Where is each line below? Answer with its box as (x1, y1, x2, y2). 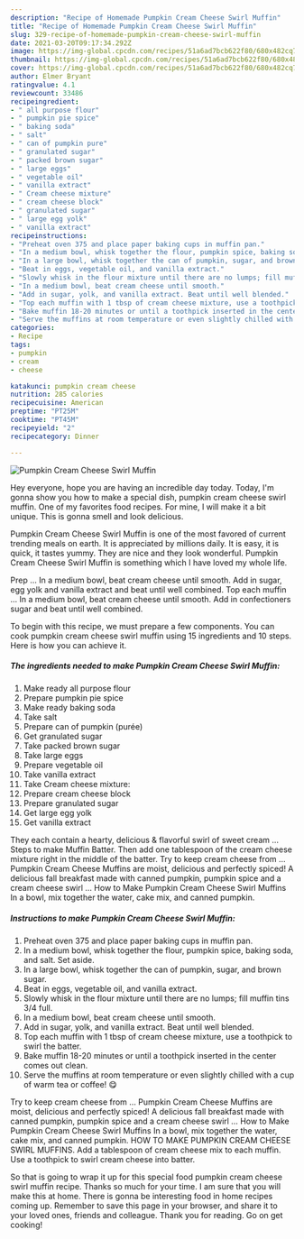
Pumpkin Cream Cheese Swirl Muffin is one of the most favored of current (10, 528, 287, 539)
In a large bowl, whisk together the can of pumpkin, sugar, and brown (23, 964, 282, 975)
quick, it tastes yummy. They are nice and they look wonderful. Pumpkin (10, 547, 279, 558)
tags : (10, 340, 31, 349)
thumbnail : (10, 55, 51, 64)
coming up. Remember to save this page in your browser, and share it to (10, 1200, 278, 1211)
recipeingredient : (10, 96, 79, 106)
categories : (10, 324, 55, 333)
